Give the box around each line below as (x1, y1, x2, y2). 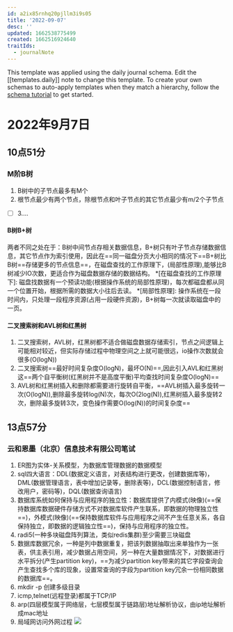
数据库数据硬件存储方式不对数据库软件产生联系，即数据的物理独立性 (23, 504, 219, 512)
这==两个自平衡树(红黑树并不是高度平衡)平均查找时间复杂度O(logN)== (17, 373, 219, 381)
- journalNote (13, 49, 54, 56)
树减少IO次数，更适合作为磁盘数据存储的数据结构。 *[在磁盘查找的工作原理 (7, 269, 222, 278)
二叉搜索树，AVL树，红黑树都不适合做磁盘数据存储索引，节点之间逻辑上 (17, 338, 225, 347)
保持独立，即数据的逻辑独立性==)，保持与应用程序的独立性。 (17, 521, 193, 530)
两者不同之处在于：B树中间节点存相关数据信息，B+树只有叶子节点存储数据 (7, 243, 220, 251)
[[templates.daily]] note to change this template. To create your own (7, 75, 202, 84)
